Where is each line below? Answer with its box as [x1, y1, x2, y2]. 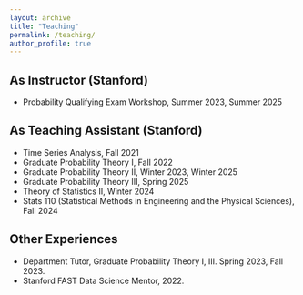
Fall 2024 [22, 205, 59, 216]
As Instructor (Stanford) [9, 72, 148, 87]
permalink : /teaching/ [9, 30, 96, 39]
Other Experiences [9, 231, 118, 247]
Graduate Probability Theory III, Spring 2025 [22, 176, 189, 187]
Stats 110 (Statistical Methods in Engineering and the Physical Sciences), [22, 195, 295, 206]
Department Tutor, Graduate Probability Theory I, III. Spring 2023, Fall [22, 256, 284, 267]
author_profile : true [9, 38, 92, 48]
